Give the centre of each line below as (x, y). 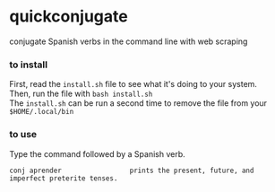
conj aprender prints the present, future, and (132, 170)
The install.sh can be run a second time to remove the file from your (138, 103)
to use (23, 135)
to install (28, 65)
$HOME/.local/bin (42, 112)
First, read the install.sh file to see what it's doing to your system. (133, 84)
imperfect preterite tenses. (64, 178)
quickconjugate (69, 17)
